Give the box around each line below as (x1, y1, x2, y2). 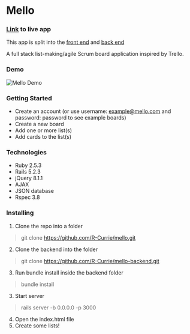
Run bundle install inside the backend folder (14, 269, 124, 276)
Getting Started (6, 94, 52, 102)
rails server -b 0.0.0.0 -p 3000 (20, 304, 96, 311)
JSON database (14, 187, 55, 195)
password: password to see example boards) (14, 114, 126, 121)
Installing (6, 208, 34, 217)
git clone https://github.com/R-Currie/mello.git (20, 234, 136, 241)
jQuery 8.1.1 (14, 175, 43, 182)
